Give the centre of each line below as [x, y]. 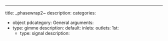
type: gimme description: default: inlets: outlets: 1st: [65, 28]
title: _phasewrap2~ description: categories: [50, 13]
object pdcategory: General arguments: [53, 22]
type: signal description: [45, 33]
